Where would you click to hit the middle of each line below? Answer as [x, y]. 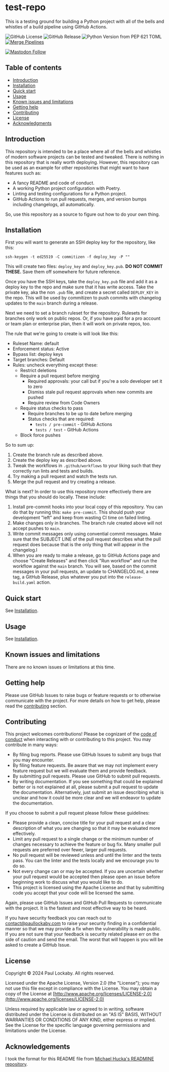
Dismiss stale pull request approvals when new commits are [90, 392]
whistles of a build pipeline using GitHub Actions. [56, 26]
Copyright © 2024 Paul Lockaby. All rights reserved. [60, 973]
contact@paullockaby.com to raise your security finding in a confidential [81, 923]
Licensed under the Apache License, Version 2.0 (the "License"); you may [82, 983]
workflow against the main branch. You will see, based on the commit [85, 566]
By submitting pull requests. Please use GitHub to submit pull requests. [87, 776]
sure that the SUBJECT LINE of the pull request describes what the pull [87, 539]
